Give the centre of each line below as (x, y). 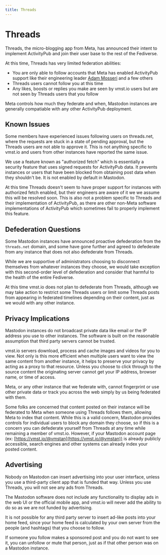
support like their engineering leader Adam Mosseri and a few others (83, 78)
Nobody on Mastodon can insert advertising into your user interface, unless (83, 477)
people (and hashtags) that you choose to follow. (55, 528)
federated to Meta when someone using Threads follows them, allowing (78, 412)
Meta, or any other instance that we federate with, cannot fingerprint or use (82, 387)
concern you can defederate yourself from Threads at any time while (75, 428)
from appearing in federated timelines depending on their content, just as (80, 298)
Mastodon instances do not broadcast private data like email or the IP (76, 330)
